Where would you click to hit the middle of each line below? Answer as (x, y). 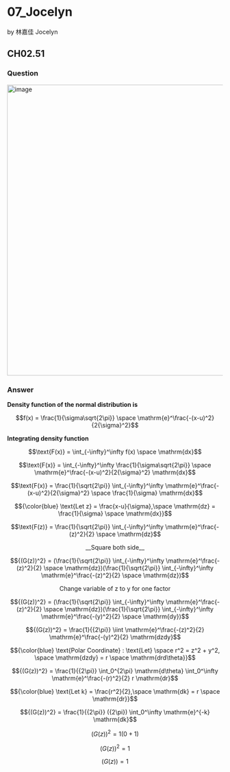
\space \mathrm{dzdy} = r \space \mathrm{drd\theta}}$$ (115, 657)
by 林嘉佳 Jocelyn (33, 32)
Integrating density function (48, 438)
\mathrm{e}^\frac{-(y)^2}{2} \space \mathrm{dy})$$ (115, 616)
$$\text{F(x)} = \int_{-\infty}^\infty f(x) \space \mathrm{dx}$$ (115, 452)
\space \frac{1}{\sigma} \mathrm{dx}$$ (147, 493)
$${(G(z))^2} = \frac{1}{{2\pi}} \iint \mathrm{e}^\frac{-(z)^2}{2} (115, 629)
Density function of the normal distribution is (73, 404)
